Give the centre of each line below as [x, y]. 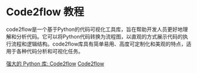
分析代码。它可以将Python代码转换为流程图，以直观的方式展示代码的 [100, 36]
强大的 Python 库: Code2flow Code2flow [55, 63]
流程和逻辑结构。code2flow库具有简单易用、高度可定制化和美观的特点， [98, 44]
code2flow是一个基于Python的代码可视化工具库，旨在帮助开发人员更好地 [95, 29]
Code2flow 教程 [45, 12]
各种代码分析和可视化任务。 [50, 51]
